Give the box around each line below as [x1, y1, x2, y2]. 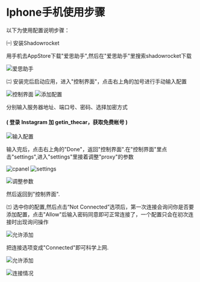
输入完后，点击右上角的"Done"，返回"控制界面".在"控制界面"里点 [6, 146, 167, 153]
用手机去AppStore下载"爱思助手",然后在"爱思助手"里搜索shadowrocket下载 [6, 52, 192, 59]
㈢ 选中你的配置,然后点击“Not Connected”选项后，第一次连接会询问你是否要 [6, 203, 195, 211]
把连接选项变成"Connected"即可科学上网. [6, 244, 109, 251]
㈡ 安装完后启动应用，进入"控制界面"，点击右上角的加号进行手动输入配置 [6, 78, 187, 85]
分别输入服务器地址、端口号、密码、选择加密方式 [6, 103, 128, 110]
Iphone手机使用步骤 [6, 5, 105, 19]
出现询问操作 [16, 218, 49, 226]
